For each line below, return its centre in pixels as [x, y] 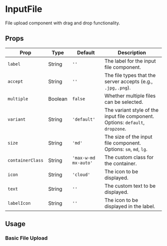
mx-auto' [83, 163]
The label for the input [130, 61]
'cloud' [81, 174]
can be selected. [124, 102]
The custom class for [129, 157]
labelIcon [19, 203]
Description [132, 52]
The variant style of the [131, 110]
